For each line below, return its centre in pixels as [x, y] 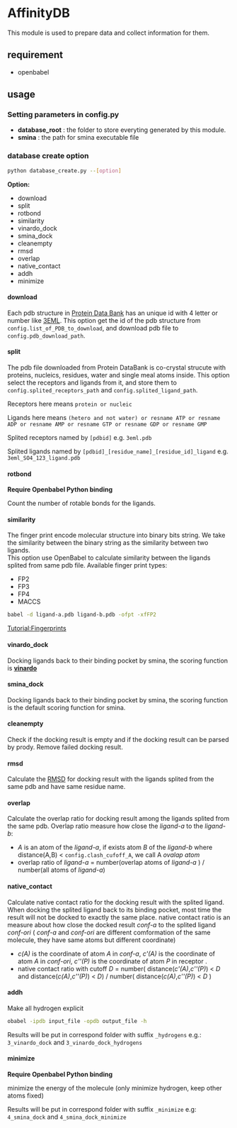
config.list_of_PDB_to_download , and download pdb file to [93, 328]
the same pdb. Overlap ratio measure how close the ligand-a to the [105, 826]
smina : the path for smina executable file [78, 138]
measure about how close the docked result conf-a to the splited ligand [112, 924]
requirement [35, 55]
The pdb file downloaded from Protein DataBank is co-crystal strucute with [117, 367]
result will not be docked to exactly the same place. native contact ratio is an [119, 917]
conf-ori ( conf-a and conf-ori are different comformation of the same [109, 932]
